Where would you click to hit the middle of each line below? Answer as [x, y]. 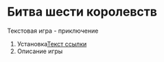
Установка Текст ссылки [52, 44]
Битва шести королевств [82, 12]
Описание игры [40, 51]
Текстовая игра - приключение [53, 31]
